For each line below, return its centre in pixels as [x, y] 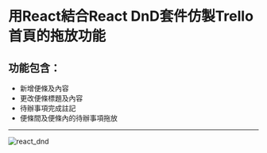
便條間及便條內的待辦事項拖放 [68, 118]
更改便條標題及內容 [51, 98]
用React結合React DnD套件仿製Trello [131, 16]
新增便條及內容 [44, 88]
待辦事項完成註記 [48, 108]
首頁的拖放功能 [57, 36]
